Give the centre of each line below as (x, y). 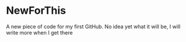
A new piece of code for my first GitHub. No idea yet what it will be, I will (93, 26)
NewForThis (36, 11)
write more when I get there (39, 32)
